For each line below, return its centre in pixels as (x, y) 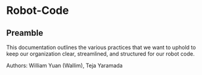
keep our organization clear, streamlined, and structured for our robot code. (100, 54)
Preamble (25, 33)
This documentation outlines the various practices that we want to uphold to (101, 47)
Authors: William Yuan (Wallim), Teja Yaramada (64, 65)
